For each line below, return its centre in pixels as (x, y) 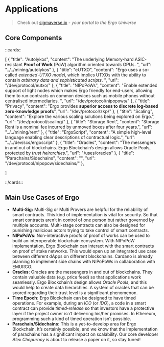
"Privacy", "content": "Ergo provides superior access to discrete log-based (82, 106)
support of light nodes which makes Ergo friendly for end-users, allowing (79, 90)
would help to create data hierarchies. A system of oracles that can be (83, 287)
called (11, 75)
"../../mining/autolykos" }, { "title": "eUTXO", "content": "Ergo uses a (73, 69)
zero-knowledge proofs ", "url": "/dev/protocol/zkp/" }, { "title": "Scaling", (79, 111)
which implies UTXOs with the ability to (107, 75)
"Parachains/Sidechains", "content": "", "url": (50, 158)
